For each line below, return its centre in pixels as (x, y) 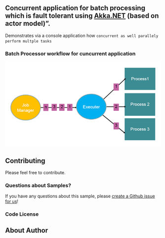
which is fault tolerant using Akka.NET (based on (82, 16)
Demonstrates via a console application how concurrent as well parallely (82, 35)
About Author (27, 230)
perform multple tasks (28, 41)
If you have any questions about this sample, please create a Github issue (80, 196)
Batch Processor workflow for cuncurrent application (70, 53)
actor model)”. (28, 24)
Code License (22, 214)
